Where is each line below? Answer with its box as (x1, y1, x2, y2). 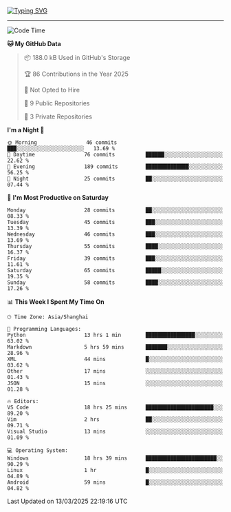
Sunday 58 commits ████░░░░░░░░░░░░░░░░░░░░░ (7, 279, 223, 286)
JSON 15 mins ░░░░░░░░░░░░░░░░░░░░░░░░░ (7, 380, 223, 387)
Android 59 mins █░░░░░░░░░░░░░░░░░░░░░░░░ (7, 479, 223, 486)
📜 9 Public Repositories (23, 99, 90, 107)
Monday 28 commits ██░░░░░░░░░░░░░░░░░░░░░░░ (7, 207, 223, 214)
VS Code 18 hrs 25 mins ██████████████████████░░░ (7, 404, 223, 411)
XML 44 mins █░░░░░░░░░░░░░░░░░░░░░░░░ (7, 356, 223, 362)
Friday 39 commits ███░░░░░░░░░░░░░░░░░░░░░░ (7, 255, 223, 262)
